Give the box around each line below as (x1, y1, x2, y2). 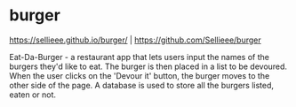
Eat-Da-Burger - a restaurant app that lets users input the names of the (9, 51, 269, 62)
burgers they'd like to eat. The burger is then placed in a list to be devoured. (9, 61, 287, 72)
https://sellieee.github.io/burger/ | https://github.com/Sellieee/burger (9, 34, 262, 45)
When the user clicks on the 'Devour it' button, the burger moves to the (9, 70, 270, 80)
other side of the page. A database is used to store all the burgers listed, (9, 80, 274, 90)
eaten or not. (9, 89, 56, 100)
